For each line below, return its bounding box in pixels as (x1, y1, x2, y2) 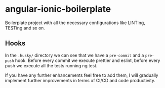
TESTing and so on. (5, 25, 45, 30)
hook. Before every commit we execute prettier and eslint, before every (15, 58, 161, 63)
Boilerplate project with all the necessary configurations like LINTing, (5, 20, 146, 26)
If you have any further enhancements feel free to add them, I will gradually (5, 72, 159, 78)
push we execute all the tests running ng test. (5, 62, 98, 68)
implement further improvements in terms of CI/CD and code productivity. (5, 77, 156, 83)
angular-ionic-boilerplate (5, 3, 111, 15)
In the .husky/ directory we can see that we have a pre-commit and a (5, 52, 144, 58)
